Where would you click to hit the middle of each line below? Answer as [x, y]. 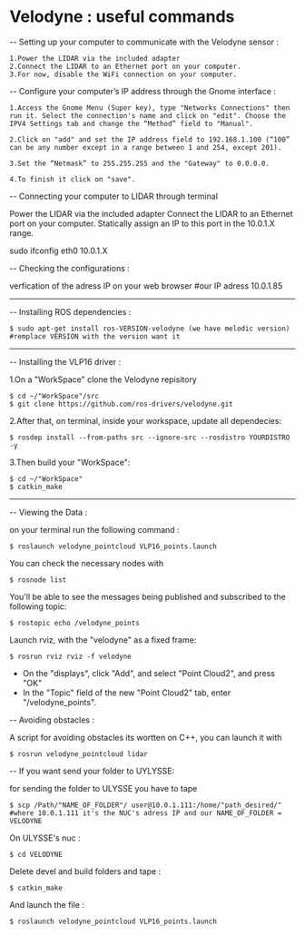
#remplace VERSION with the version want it [95, 336]
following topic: [38, 606]
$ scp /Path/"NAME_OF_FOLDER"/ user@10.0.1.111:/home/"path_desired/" [146, 805]
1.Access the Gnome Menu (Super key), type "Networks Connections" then [150, 108]
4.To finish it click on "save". [73, 179]
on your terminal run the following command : [94, 529]
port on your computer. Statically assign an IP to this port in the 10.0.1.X [142, 223]
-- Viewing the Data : [49, 512]
